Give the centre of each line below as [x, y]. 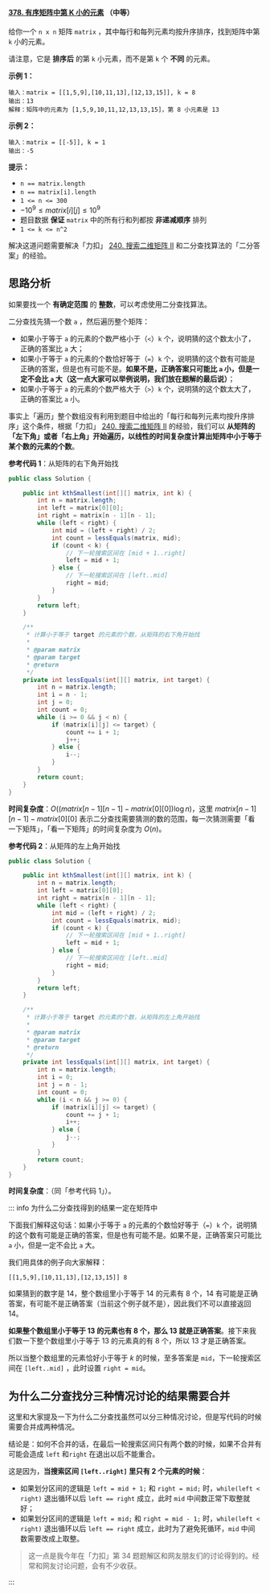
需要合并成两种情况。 [43, 1427]
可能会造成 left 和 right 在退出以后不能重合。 [84, 1454]
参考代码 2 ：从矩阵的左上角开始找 [64, 846]
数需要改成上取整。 [52, 1539]
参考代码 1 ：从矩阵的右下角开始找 [63, 463]
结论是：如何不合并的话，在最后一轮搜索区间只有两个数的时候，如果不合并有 [135, 1444]
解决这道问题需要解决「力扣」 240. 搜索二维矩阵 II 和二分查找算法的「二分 [131, 245]
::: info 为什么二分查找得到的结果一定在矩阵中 [83, 1208]
